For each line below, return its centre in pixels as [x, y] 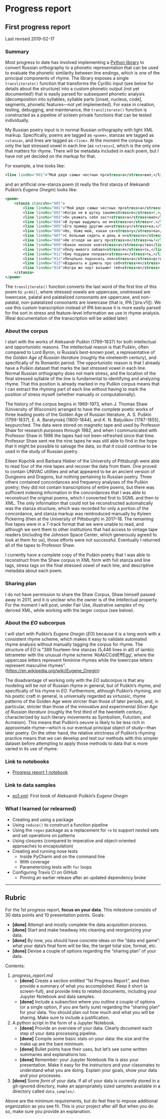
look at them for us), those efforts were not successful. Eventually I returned [83, 540]
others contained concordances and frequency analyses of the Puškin [77, 482]
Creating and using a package [43, 819]
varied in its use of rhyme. [32, 748]
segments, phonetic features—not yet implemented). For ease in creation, [80, 105]
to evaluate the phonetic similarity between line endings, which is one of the [83, 73]
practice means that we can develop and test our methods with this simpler [82, 738]
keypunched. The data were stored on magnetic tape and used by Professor [83, 425]
